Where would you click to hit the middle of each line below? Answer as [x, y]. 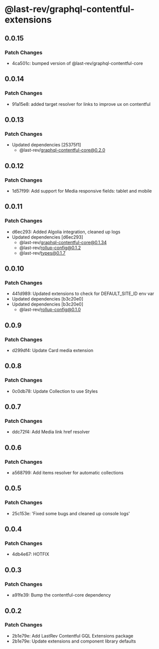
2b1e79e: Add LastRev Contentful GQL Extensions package [73, 636]
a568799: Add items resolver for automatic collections [68, 473]
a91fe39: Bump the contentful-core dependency [61, 595]
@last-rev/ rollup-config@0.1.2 [50, 248]
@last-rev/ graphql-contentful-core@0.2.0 [62, 150]
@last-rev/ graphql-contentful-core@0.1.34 [63, 242]
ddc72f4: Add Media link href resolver [51, 432]
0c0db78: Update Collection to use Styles [55, 391]
